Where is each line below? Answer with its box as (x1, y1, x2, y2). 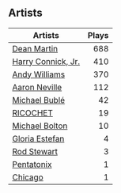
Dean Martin (12, 43, 59, 54)
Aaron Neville (12, 81, 62, 93)
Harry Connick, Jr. (12, 55, 81, 66)
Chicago (12, 172, 43, 183)
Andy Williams (12, 69, 66, 80)
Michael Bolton (12, 120, 68, 131)
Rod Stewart (12, 146, 58, 157)
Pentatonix (12, 158, 52, 169)
